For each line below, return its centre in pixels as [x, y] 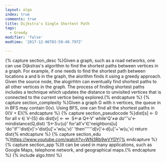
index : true [17, 14]
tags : [11, 28]
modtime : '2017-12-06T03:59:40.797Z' [44, 42]
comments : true [21, 19]
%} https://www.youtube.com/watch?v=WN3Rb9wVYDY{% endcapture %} [81, 139]
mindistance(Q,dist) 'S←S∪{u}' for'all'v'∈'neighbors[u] [61, 123]
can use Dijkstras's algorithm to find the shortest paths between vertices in [82, 65]
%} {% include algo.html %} [34, 155]
